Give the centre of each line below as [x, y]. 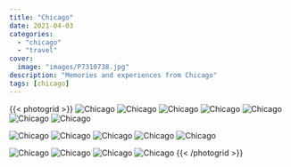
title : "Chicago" [42, 17]
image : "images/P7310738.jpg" [73, 68]
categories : [31, 34]
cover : [21, 59]
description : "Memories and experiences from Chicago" [113, 76]
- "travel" [37, 51]
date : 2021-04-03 [42, 26]
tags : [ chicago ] [39, 83]
